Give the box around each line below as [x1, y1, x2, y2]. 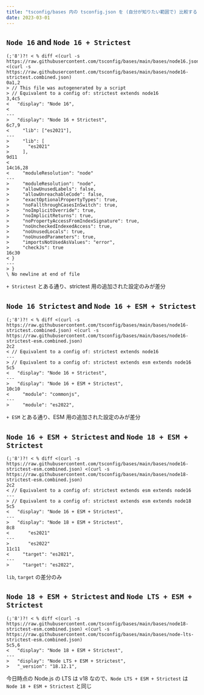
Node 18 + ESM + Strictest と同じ [6, 682, 92, 690]
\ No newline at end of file [6, 271, 80, 277]
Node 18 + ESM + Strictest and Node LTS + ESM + [6, 591, 192, 602]
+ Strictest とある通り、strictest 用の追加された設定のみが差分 [6, 283, 166, 290]
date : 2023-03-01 [6, 15, 50, 21]
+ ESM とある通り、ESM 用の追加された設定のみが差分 [6, 413, 141, 421]
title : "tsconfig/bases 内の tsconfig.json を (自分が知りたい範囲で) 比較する [6, 9, 197, 15]
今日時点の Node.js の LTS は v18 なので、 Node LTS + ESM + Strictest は [6, 674, 188, 682]
